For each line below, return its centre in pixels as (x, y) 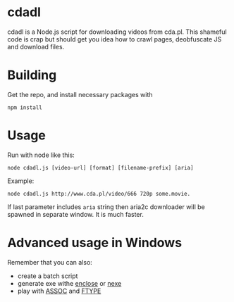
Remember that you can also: (50, 262)
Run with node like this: (41, 155)
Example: (21, 181)
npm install (25, 107)
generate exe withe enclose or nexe (69, 283)
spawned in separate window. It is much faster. (76, 214)
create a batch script (48, 276)
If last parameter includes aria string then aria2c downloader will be (106, 207)
